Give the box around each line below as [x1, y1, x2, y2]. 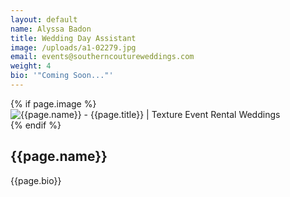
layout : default [10, 14, 78, 25]
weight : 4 [10, 61, 52, 71]
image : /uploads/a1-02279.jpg [10, 42, 137, 53]
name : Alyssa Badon [10, 24, 92, 34]
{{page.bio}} [10, 174, 62, 186]
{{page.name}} [10, 148, 108, 165]
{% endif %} [10, 119, 62, 131]
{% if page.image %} [10, 97, 97, 110]
